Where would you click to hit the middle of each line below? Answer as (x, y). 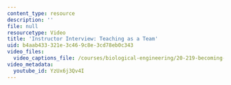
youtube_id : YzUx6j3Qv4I (49, 71)
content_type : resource (41, 13)
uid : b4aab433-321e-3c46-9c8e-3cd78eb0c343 (70, 45)
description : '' (30, 20)
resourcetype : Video (37, 33)
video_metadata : (30, 64)
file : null (23, 26)
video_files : (26, 52)
